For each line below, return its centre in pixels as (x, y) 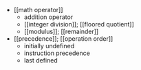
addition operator (48, 17)
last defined (41, 60)
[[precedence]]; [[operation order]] (63, 39)
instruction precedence (57, 53)
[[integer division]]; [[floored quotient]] (79, 24)
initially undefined (49, 46)
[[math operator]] (38, 10)
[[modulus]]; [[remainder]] (61, 31)
